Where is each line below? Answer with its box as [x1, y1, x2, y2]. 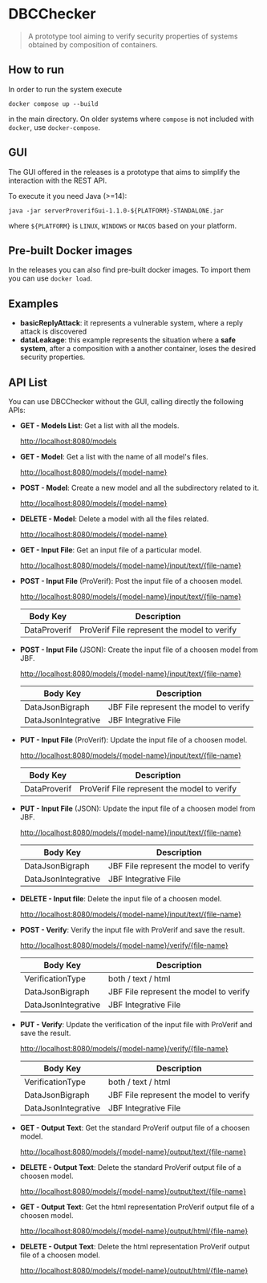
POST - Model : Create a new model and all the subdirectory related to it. [19, 483, 259, 492]
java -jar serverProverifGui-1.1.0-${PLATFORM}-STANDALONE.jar [8, 206, 225, 215]
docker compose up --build [8, 99, 99, 108]
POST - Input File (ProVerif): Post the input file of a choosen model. [19, 577, 243, 585]
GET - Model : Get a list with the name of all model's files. [19, 452, 208, 461]
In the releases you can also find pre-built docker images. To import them [8, 265, 251, 275]
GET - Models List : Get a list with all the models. [19, 421, 180, 430]
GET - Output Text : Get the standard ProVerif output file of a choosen [19, 1123, 250, 1132]
